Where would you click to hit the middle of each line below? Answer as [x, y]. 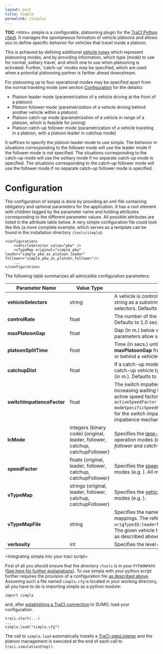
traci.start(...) [23, 618]
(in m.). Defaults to [135, 377]
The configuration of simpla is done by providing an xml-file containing [76, 201]
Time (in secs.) [131, 345]
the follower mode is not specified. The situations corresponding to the [76, 153]
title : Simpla [19, 14]
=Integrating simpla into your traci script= [47, 556]
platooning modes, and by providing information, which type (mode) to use [80, 57]
